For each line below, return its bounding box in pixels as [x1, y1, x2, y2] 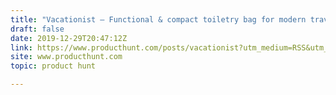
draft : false [10, 24, 65, 34]
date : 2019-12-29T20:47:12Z [10, 33, 128, 43]
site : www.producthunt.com [10, 52, 123, 62]
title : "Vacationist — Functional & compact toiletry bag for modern [10, 14, 307, 25]
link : [10, 42, 33, 53]
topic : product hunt [10, 61, 97, 71]
